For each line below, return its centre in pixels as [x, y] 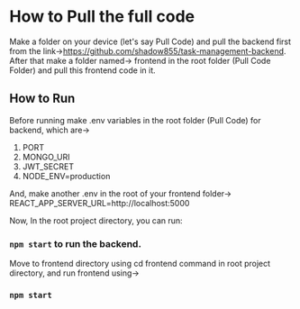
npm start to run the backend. [76, 243]
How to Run [42, 99]
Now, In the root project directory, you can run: [96, 220]
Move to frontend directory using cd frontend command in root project [140, 264]
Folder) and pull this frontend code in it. [82, 70]
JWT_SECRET [48, 166]
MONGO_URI [46, 157]
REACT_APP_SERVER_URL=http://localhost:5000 [100, 203]
